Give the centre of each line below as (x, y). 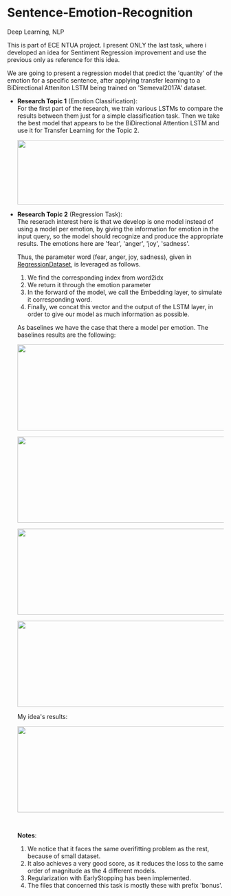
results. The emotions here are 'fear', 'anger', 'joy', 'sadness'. (103, 243)
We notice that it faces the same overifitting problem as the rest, (118, 848)
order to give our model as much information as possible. (108, 314)
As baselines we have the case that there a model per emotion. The (112, 327)
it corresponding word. (60, 299)
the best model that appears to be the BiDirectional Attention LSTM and (118, 123)
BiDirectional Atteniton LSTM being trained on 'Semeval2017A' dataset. (107, 87)
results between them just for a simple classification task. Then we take (118, 116)
